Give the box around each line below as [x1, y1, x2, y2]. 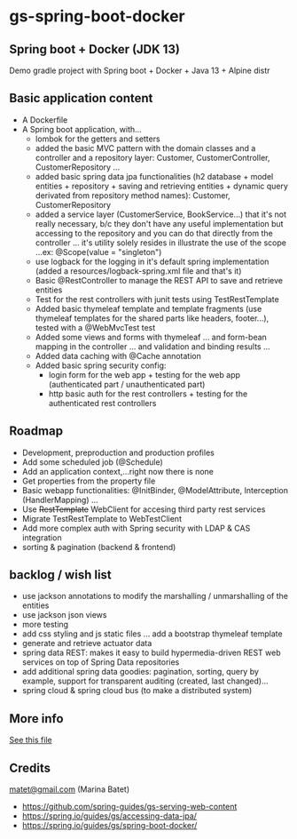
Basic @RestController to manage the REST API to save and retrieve [35, 275, 284, 285]
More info [9, 711, 64, 726]
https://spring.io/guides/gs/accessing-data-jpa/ [21, 811, 198, 821]
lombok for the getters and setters [35, 133, 161, 144]
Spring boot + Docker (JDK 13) [9, 42, 180, 57]
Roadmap [9, 424, 64, 439]
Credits [9, 760, 51, 775]
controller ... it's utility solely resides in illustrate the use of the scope [35, 237, 286, 248]
